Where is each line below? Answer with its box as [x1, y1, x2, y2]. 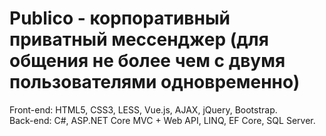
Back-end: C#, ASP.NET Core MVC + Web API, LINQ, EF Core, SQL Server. [9, 114, 316, 126]
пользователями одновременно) [9, 71, 301, 94]
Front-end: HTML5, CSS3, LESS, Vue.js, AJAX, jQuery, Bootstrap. [9, 103, 278, 116]
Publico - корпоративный [9, 7, 231, 30]
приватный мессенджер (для [9, 28, 269, 51]
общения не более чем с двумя [9, 50, 286, 72]
